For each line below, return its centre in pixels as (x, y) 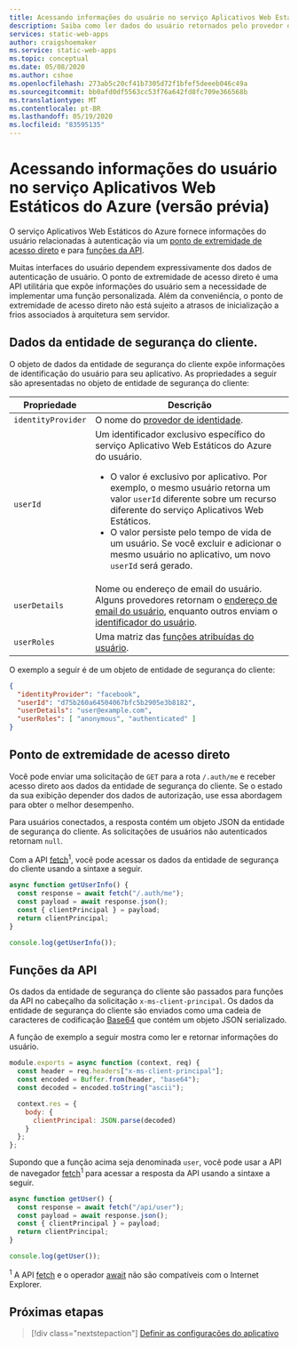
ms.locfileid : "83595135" (57, 125)
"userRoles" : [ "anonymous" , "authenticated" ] (107, 719)
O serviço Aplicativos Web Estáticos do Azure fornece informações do (138, 231)
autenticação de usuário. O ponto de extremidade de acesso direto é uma (144, 277)
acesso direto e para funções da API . (77, 250)
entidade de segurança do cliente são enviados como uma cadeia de (135, 1011)
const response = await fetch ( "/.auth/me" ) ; (101, 894)
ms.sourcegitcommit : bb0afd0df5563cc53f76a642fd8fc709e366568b (129, 92)
